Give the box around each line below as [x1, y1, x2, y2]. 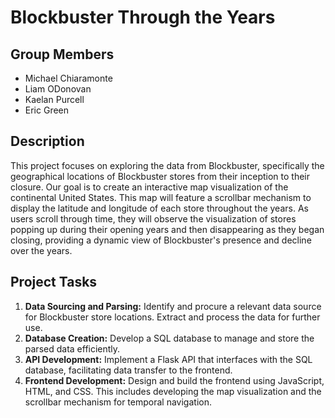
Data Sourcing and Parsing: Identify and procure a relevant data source [24, 300, 322, 312]
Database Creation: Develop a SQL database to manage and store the [24, 332, 315, 344]
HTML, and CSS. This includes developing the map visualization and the [24, 385, 322, 397]
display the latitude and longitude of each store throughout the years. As [10, 202, 309, 214]
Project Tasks [10, 274, 98, 291]
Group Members [10, 46, 115, 63]
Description [10, 133, 85, 150]
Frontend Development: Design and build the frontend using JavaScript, [24, 374, 325, 386]
